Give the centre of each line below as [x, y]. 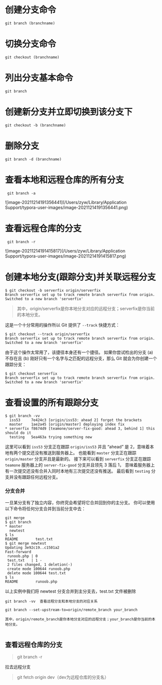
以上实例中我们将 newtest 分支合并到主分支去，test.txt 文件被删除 [71, 591]
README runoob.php [31, 582]
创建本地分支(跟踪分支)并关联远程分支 [81, 277]
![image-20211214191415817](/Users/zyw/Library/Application [65, 251]
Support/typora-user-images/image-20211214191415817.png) [66, 256]
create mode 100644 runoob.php [39, 569]
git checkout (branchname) [32, 57]
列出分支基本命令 [39, 78]
